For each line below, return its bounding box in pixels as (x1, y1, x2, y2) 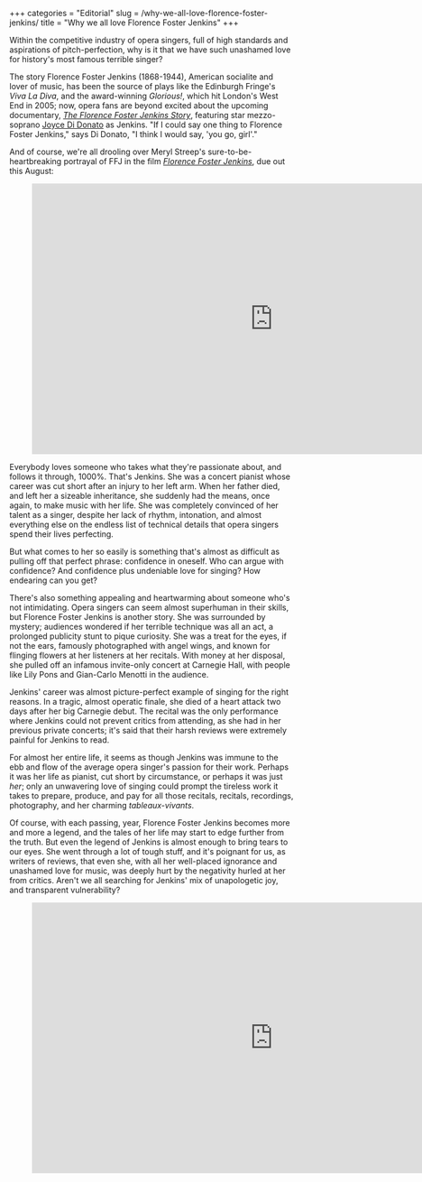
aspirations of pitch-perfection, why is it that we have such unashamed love (9, 44, 291, 55)
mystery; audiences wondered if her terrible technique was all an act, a (9, 622, 273, 632)
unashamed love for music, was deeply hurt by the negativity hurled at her (9, 865, 286, 876)
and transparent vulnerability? (9, 884, 121, 895)
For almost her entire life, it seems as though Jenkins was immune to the (9, 753, 279, 762)
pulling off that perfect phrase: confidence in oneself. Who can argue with (9, 556, 284, 567)
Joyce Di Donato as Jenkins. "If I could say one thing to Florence (41, 119, 282, 130)
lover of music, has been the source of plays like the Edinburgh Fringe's (9, 81, 276, 91)
